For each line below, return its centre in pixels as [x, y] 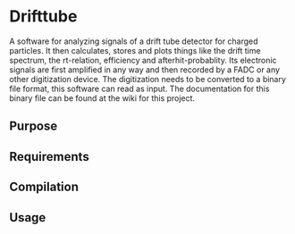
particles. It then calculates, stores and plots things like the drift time [135, 50]
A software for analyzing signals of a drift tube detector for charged [134, 41]
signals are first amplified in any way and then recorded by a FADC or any [144, 70]
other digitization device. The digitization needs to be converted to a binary [147, 79]
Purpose [34, 126]
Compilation [44, 187]
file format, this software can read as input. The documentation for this [139, 88]
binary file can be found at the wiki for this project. [102, 98]
